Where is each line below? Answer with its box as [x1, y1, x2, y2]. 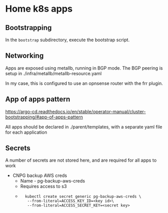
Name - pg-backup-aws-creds [20, 178, 86, 184]
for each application [5, 129, 47, 135]
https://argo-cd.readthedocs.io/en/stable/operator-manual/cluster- [5, 108, 146, 114]
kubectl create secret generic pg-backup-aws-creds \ [24, 194, 142, 199]
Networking [5, 51, 44, 60]
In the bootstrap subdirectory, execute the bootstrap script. [5, 37, 130, 43]
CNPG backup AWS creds [12, 172, 67, 178]
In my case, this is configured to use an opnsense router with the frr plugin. [5, 80, 163, 86]
